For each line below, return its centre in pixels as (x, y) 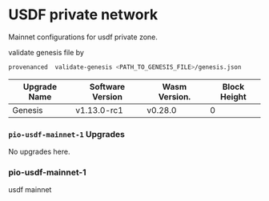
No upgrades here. (39, 152)
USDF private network (83, 15)
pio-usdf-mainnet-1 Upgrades (67, 134)
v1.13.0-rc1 (100, 110)
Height (233, 96)
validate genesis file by (46, 52)
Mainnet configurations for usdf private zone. (83, 37)
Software (107, 86)
